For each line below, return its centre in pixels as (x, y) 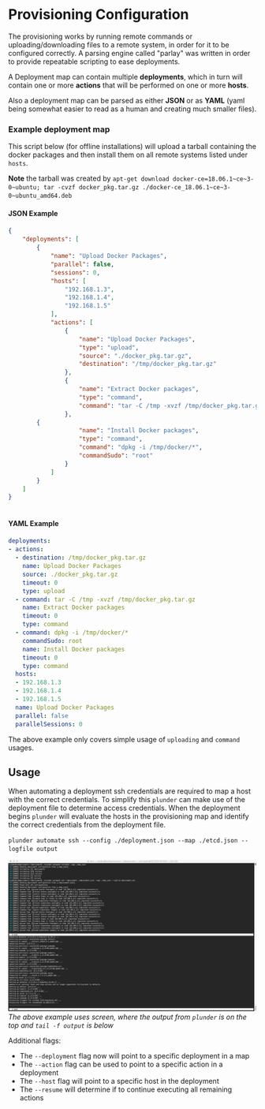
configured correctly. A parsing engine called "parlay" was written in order (129, 53)
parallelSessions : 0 (49, 724)
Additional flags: (35, 1041)
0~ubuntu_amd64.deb (40, 196)
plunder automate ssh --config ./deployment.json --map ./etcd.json (123, 841)
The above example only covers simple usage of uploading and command (124, 739)
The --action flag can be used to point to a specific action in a (121, 1064)
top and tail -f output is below (61, 1025)
